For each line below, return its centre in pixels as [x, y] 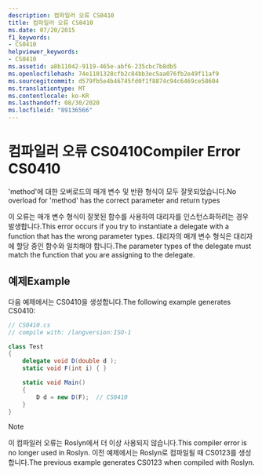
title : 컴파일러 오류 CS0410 [51, 23]
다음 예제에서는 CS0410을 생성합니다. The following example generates [120, 301]
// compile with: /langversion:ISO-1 [70, 332]
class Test [26, 346]
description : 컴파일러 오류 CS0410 [61, 15]
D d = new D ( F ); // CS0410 [82, 397]
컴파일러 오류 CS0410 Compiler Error [124, 152]
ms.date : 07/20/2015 [42, 30]
